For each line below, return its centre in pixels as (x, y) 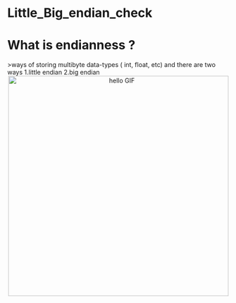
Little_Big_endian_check (80, 13)
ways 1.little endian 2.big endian (54, 73)
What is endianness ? (72, 45)
